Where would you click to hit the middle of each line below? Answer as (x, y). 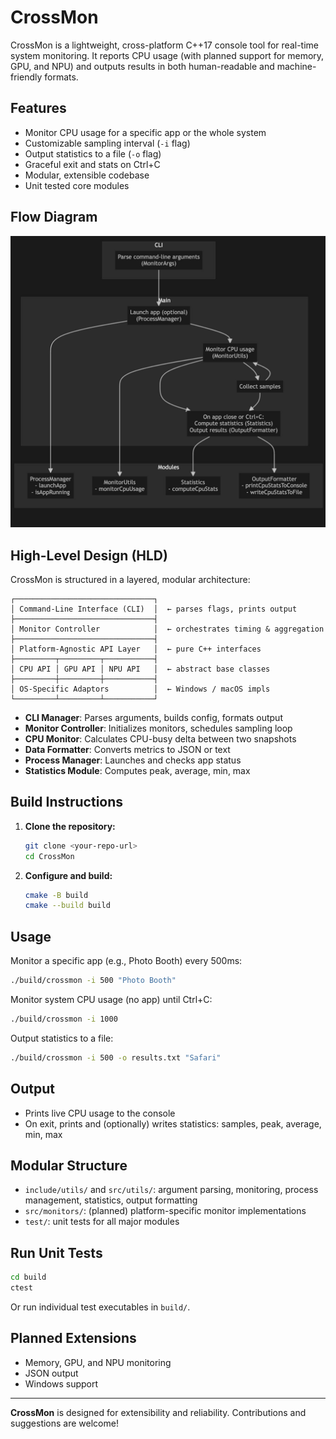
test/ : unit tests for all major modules (102, 1222)
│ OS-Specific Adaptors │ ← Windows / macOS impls (140, 689)
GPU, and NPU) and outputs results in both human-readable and (142, 66)
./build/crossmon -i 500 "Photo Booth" (93, 981)
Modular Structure (69, 1165)
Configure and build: (68, 875)
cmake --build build (67, 906)
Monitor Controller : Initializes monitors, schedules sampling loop (158, 728)
